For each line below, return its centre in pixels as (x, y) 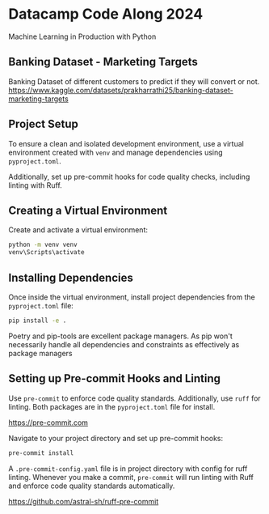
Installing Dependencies (71, 277)
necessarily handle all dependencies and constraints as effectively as (124, 344)
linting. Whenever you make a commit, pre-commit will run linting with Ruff (131, 477)
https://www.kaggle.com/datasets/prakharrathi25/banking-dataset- (121, 90)
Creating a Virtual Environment (88, 210)
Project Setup (44, 124)
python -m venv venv (43, 245)
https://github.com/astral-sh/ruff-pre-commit (84, 501)
